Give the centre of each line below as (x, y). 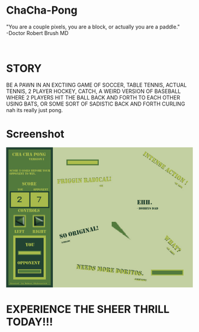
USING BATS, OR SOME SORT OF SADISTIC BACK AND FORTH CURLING (96, 104)
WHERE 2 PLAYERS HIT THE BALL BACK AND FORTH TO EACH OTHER (93, 97)
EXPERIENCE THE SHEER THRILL (88, 309)
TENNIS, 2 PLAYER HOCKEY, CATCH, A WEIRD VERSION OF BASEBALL (94, 91)
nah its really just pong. (35, 110)
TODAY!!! (30, 322)
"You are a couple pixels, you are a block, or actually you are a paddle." (93, 27)
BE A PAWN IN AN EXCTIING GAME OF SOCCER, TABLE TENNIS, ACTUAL (97, 85)
